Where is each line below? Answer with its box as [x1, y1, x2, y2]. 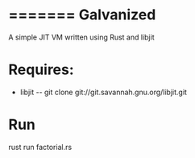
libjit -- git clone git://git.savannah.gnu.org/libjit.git [19, 87, 188, 97]
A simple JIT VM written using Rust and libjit [8, 32, 155, 42]
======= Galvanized [8, 6, 156, 24]
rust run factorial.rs [8, 142, 73, 152]
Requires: [8, 60, 74, 79]
